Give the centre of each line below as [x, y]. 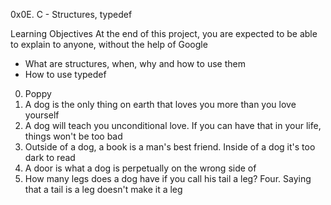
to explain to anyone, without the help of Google [109, 44]
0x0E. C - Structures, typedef [71, 14]
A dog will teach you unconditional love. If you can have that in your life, [173, 125]
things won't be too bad [73, 136]
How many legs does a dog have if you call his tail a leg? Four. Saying [168, 178]
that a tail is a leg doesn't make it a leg [103, 189]
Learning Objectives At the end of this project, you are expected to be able [164, 33]
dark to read [50, 157]
